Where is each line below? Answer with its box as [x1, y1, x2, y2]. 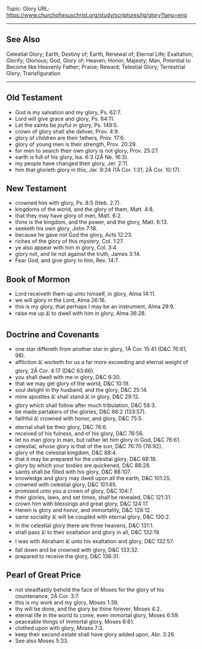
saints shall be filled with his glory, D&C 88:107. [14, 468, 132, 475]
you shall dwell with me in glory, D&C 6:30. [14, 374, 121, 381]
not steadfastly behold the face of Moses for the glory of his [14, 586, 164, 593]
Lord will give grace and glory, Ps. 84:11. [14, 115, 115, 122]
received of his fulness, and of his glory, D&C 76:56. [14, 430, 144, 437]
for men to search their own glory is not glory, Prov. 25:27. [14, 147, 159, 154]
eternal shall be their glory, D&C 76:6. [14, 424, 108, 431]
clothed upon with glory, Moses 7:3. [14, 624, 104, 632]
